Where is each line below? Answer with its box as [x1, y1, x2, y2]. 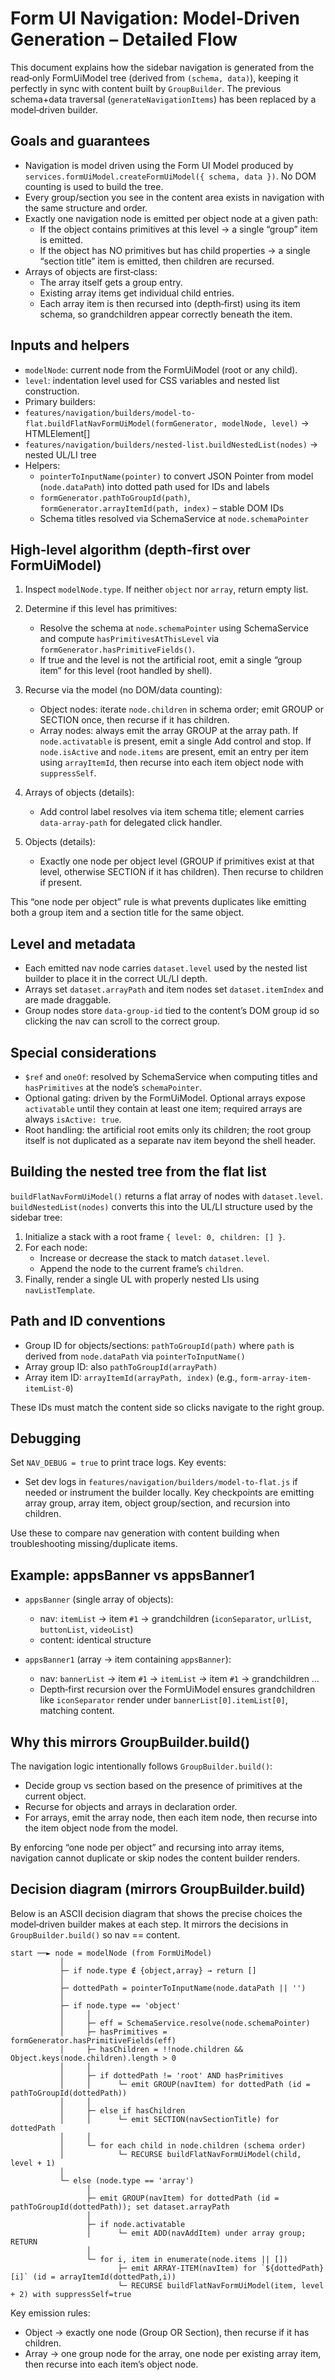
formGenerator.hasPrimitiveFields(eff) [10, 2035, 177, 2046]
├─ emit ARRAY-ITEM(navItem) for [117, 2263, 257, 2273]
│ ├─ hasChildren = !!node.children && [59, 2044, 244, 2054]
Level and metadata [10, 935, 136, 952]
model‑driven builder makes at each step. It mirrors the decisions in [10, 1918, 289, 1930]
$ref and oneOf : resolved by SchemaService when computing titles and [24, 1071, 318, 1082]
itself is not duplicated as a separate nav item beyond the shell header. [24, 1135, 316, 1146]
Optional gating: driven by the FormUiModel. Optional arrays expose [24, 1092, 306, 1104]
